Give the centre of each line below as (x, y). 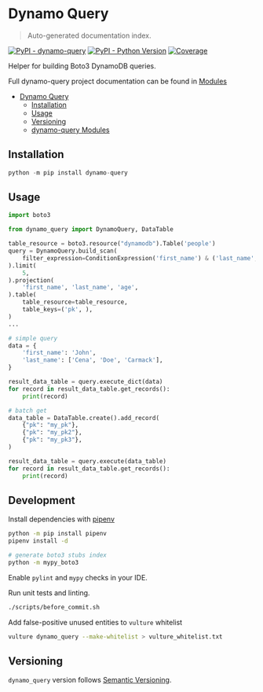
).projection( (31, 280)
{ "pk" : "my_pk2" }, (52, 432)
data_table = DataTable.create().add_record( (84, 418)
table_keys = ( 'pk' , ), (57, 310)
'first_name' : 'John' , (59, 353)
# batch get (27, 410)
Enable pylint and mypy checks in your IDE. (78, 577)
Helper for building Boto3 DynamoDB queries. (82, 66)
